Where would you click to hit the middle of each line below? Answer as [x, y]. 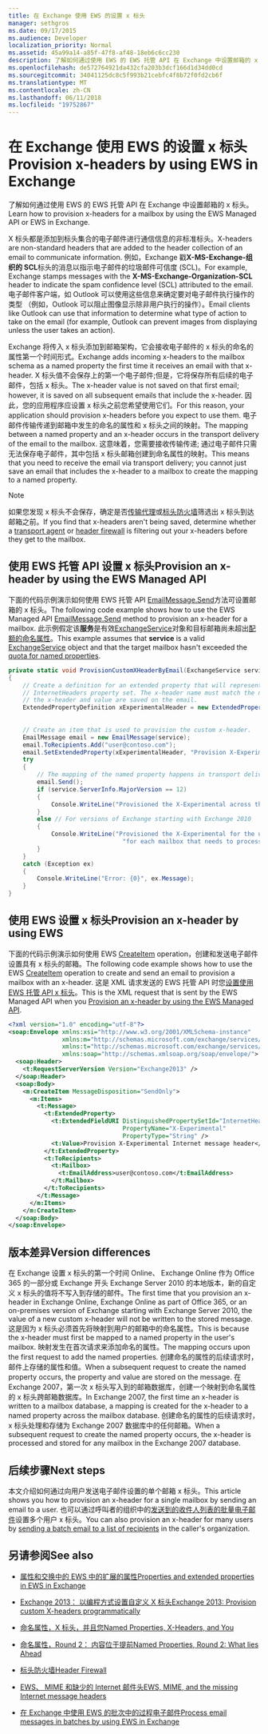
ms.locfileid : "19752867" [51, 105]
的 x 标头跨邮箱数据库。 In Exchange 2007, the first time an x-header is [124, 1397]
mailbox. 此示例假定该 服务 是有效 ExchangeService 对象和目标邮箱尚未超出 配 [132, 628]
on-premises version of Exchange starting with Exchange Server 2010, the [130, 1311]
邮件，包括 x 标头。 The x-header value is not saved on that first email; [124, 386]
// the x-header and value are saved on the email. [110, 700]
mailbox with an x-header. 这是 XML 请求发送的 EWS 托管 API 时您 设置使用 [131, 982]
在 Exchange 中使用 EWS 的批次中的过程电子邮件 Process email [123, 1712]
